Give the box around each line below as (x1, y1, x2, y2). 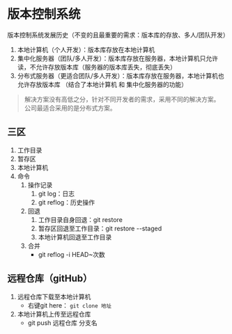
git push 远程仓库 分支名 (27, 318, 98, 327)
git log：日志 (38, 189, 75, 198)
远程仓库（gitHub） (7, 273, 93, 285)
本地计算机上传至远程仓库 (17, 310, 91, 318)
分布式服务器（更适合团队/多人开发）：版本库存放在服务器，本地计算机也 (17, 71, 224, 80)
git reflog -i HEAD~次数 (38, 250, 106, 258)
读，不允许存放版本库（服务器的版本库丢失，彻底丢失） (17, 63, 176, 71)
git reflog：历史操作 (38, 198, 95, 206)
